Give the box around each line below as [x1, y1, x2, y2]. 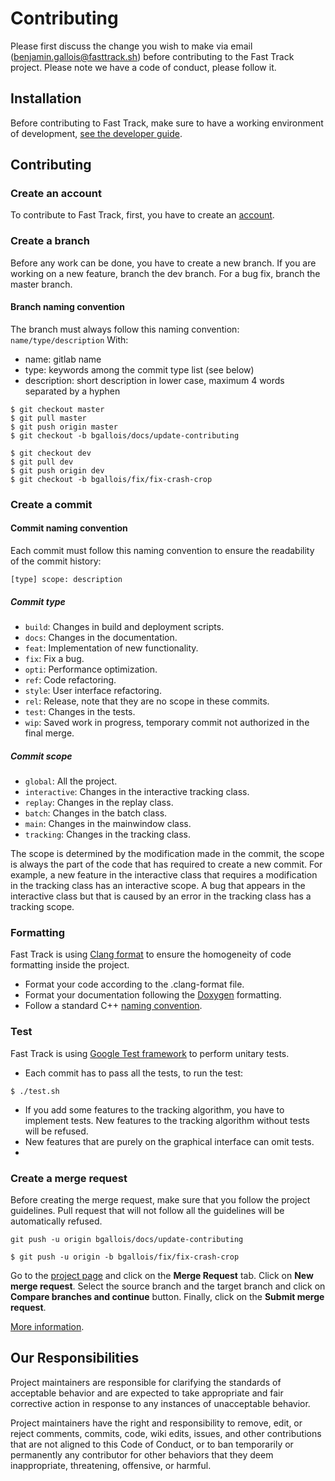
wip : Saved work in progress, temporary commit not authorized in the [24, 717, 310, 729]
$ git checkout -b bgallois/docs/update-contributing [10, 430, 240, 441]
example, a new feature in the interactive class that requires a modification [10, 869, 318, 881]
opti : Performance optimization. [24, 663, 158, 676]
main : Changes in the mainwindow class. [24, 818, 192, 829]
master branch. [10, 278, 73, 290]
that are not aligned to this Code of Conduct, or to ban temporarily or [10, 1438, 294, 1450]
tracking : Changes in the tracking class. [24, 828, 191, 840]
